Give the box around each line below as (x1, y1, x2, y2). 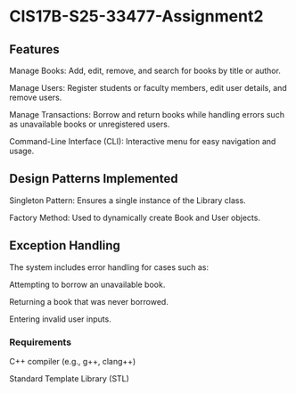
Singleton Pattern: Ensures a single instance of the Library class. (9, 194, 247, 206)
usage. (9, 145, 35, 156)
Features (9, 42, 60, 57)
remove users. (9, 92, 62, 102)
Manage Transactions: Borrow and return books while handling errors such (9, 110, 285, 119)
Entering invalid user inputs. (9, 314, 111, 324)
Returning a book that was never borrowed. (9, 296, 169, 307)
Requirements (9, 336, 72, 348)
